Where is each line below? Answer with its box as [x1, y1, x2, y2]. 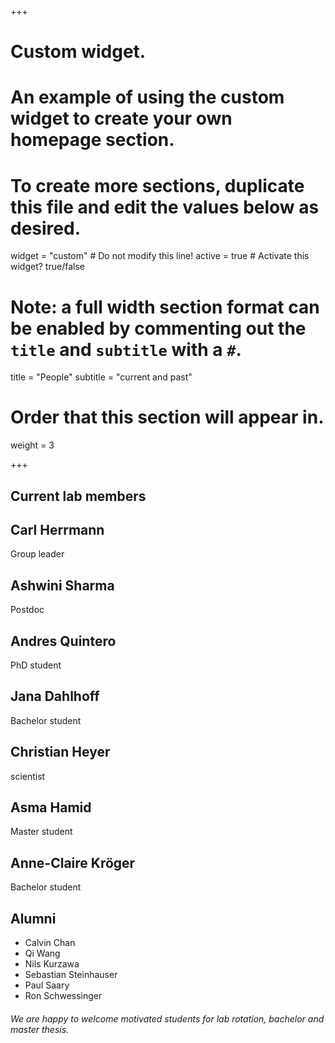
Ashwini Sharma [10, 577, 115, 594]
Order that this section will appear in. [10, 406, 325, 429]
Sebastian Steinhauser [24, 969, 118, 981]
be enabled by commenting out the [10, 317, 307, 340]
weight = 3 [10, 439, 55, 451]
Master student [10, 826, 73, 838]
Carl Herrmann [10, 521, 105, 538]
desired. [10, 217, 81, 240]
